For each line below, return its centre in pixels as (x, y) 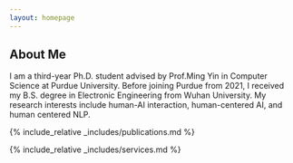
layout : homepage (42, 18)
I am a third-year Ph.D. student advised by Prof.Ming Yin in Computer (138, 76)
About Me (38, 55)
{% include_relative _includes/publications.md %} (102, 132)
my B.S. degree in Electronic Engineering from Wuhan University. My (138, 95)
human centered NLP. (50, 115)
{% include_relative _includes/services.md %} (95, 149)
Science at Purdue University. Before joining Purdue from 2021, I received (147, 86)
